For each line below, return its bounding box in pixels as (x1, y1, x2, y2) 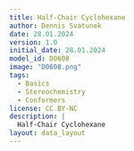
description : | (9, 112, 66, 121)
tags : (9, 71, 29, 80)
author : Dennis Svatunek (9, 21, 102, 30)
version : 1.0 (9, 37, 58, 47)
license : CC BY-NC (9, 104, 78, 113)
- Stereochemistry (17, 87, 87, 96)
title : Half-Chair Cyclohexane (9, 12, 126, 22)
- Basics (17, 79, 50, 88)
